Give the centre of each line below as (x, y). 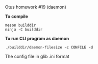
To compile (17, 16)
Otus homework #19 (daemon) (36, 7)
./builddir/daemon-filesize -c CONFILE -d (49, 48)
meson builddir (21, 25)
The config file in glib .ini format (37, 56)
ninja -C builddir (24, 30)
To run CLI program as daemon (37, 39)
